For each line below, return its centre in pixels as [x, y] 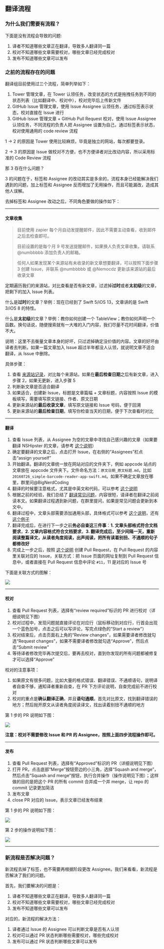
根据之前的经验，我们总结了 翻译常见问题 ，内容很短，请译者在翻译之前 [83, 495]
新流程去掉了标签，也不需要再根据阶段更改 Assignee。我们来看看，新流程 [79, 869]
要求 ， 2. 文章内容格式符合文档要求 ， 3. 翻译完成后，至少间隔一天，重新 [83, 532]
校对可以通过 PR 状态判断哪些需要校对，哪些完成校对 [65, 935]
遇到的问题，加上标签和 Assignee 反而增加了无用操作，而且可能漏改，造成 [80, 185]
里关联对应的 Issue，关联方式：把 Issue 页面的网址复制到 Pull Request [83, 556]
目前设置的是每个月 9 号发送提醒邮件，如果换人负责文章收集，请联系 [86, 246]
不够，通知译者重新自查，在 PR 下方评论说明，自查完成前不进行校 [91, 686]
